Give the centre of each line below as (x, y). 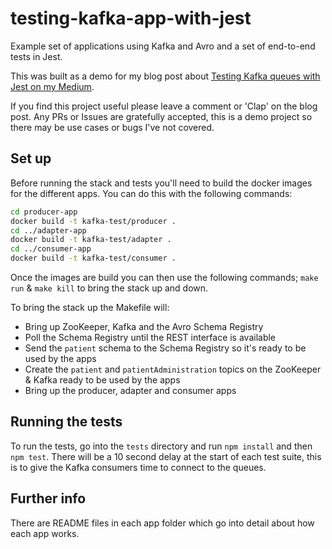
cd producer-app (44, 212)
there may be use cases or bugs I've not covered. (112, 127)
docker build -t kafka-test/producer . (93, 221)
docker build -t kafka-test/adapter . (91, 240)
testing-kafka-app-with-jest (131, 18)
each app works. (45, 533)
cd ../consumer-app (51, 249)
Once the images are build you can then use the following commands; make (164, 277)
